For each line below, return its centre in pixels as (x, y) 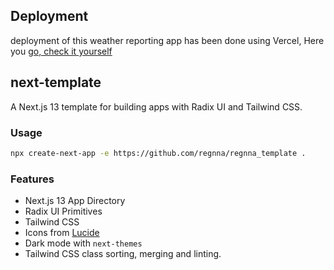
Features (32, 179)
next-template (56, 82)
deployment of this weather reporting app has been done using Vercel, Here (167, 40)
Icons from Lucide (62, 233)
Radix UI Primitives (63, 211)
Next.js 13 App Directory (75, 201)
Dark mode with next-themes (83, 243)
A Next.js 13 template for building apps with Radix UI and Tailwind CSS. (156, 106)
